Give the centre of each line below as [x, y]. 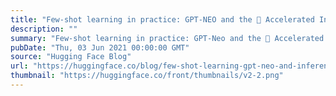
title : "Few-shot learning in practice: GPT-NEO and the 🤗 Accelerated [162, 19]
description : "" [44, 29]
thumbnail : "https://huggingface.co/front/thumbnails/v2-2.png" [147, 76]
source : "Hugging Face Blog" [71, 57]
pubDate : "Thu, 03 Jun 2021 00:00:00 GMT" [100, 47]
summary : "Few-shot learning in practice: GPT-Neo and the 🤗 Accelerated [167, 38]
